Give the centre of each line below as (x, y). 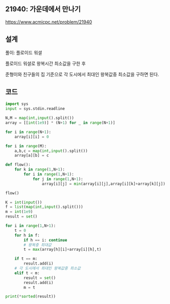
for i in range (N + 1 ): (28, 132)
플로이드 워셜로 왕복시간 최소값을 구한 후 (45, 63)
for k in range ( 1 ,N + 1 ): (40, 170)
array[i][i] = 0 (32, 137)
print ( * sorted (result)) (31, 297)
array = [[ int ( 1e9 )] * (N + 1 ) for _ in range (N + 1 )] (60, 123)
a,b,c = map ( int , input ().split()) (51, 151)
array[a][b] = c (32, 156)
